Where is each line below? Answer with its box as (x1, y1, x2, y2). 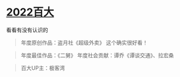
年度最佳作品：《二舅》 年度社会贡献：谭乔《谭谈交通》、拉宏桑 (20, 51, 174, 58)
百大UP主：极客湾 (20, 64, 66, 72)
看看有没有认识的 (6, 26, 48, 33)
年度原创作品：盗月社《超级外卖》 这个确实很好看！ (20, 39, 148, 46)
